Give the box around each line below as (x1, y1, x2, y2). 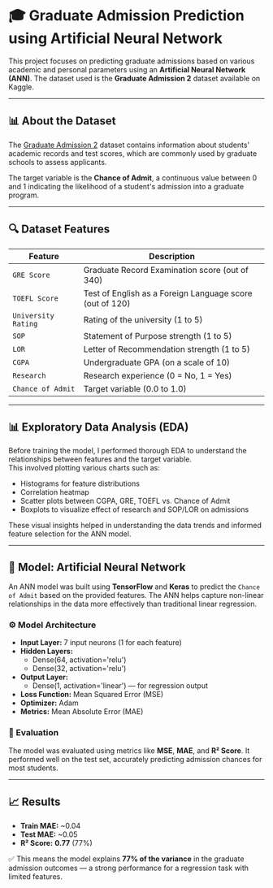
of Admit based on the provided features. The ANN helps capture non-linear (8, 591, 264, 600)
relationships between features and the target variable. (8, 454, 193, 464)
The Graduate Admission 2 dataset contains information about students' (8, 140, 250, 149)
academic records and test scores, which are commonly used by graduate (8, 148, 258, 158)
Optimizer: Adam (19, 698, 79, 708)
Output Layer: (19, 672, 69, 682)
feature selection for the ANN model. (8, 529, 132, 539)
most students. (8, 763, 58, 773)
